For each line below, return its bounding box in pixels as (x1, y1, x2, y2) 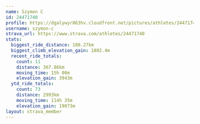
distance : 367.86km (16, 64, 65, 70)
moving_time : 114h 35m (16, 97, 73, 103)
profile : (5, 20, 27, 26)
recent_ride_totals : (11, 53, 62, 59)
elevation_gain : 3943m (16, 75, 73, 81)
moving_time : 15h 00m (16, 70, 70, 76)
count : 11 (16, 58, 41, 64)
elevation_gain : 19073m (16, 103, 76, 109)
